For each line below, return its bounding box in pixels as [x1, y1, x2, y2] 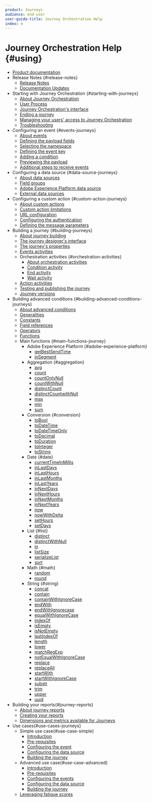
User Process [19, 101, 48, 107]
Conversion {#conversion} [27, 412, 81, 418]
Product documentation [12, 69, 61, 75]
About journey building [19, 233, 66, 239]
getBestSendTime [34, 349, 71, 355]
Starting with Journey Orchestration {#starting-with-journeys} [12, 90, 139, 97]
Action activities [19, 280, 53, 286]
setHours [34, 517, 53, 523]
